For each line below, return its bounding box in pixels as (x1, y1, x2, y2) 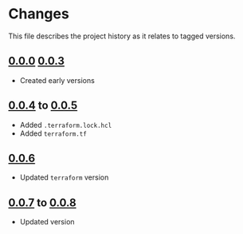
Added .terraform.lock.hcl (19, 120, 112, 129)
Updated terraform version (19, 173, 109, 182)
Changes (8, 5, 69, 23)
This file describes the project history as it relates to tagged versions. (8, 31, 236, 41)
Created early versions (19, 75, 96, 85)
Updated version (19, 217, 75, 227)
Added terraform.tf (19, 129, 88, 138)
